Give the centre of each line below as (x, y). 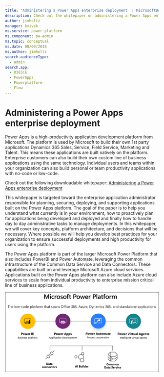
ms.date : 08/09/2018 (26, 47)
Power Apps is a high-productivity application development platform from (79, 137)
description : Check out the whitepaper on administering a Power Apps (78, 15)
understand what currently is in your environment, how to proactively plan (79, 213)
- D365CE (18, 73)
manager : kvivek (21, 26)
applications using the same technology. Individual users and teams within (80, 163)
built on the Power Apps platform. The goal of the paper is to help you (75, 208)
